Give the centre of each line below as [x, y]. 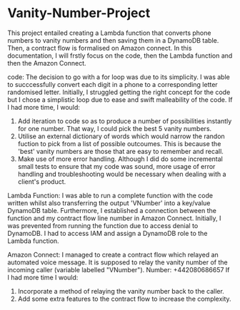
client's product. [42, 181]
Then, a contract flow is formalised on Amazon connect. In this [100, 48]
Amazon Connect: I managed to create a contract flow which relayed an [113, 254]
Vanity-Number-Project [79, 13]
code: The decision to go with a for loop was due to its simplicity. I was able [119, 77]
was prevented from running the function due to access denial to [103, 225]
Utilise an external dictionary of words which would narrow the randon [121, 136]
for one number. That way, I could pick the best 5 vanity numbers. [115, 128]
